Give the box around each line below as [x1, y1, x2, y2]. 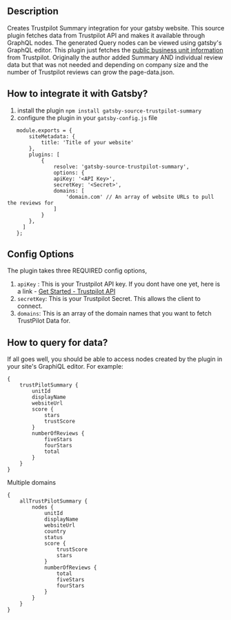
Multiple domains [7, 478, 57, 487]
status [43, 534, 63, 541]
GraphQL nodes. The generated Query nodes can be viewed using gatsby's [7, 38, 222, 47]
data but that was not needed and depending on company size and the [7, 60, 209, 68]
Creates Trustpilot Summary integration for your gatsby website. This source [7, 23, 225, 32]
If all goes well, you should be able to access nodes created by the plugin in [7, 355, 223, 363]
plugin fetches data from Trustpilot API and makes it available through [7, 31, 205, 39]
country [43, 528, 67, 535]
